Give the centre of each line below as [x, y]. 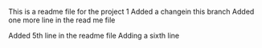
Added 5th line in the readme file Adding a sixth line [94, 36]
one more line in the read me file [62, 20]
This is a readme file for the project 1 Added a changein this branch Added [131, 12]
